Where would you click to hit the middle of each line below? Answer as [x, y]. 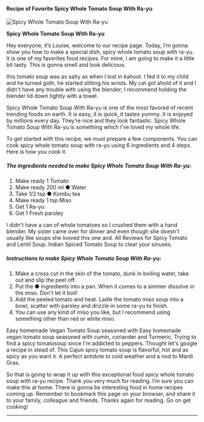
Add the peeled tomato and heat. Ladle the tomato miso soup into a [99, 299]
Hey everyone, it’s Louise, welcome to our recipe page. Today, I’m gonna [97, 46]
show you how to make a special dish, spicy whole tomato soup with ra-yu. [100, 52]
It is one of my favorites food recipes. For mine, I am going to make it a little [100, 58]
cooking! [17, 407]
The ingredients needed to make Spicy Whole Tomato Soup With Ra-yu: [99, 165]
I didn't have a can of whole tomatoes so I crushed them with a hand [92, 225]
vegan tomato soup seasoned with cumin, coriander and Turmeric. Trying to [101, 337]
